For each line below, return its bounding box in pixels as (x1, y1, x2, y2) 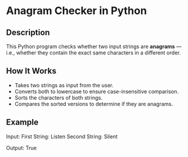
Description (6, 28, 50, 37)
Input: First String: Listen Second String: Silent (6, 133, 118, 140)
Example (6, 117, 39, 127)
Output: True (6, 144, 37, 151)
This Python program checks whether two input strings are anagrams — (6, 43, 182, 50)
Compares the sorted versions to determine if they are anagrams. (14, 100, 173, 107)
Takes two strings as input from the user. (14, 81, 114, 88)
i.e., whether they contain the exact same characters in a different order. (6, 49, 181, 56)
